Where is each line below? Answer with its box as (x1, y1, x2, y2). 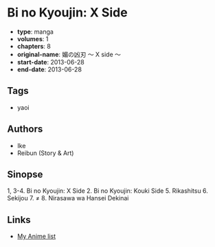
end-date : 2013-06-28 (16, 65, 82, 73)
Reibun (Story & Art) (16, 149, 74, 157)
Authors (7, 123, 43, 135)
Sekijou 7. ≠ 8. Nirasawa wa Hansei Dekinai (7, 194, 129, 202)
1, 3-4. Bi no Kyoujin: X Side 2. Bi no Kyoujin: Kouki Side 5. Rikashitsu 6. (7, 187, 208, 195)
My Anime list (16, 232, 56, 241)
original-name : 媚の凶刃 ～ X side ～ (16, 50, 122, 58)
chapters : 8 (16, 42, 52, 50)
